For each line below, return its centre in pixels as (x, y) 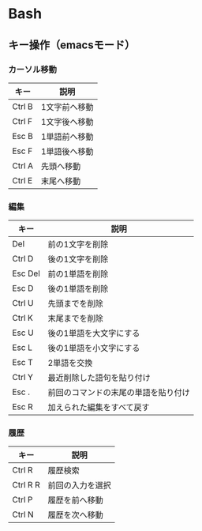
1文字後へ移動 (67, 122)
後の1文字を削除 (78, 259)
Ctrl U (23, 303)
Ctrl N (23, 514)
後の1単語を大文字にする (94, 333)
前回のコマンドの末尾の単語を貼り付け (119, 393)
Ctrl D (23, 259)
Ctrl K (23, 318)
